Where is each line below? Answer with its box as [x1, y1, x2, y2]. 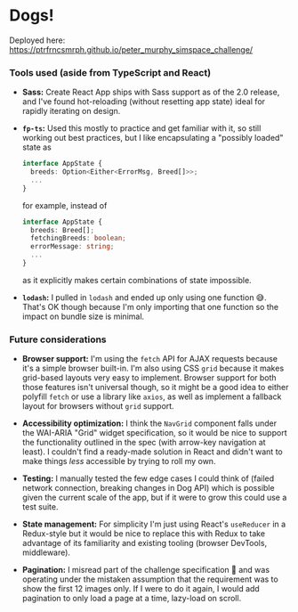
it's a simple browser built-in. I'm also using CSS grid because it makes [21, 363, 285, 374]
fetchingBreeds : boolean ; [30, 233, 126, 243]
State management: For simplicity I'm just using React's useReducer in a [21, 518, 286, 530]
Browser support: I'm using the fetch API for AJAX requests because [21, 354, 278, 364]
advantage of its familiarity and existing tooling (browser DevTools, [21, 538, 268, 549]
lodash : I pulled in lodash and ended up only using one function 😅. [21, 291, 267, 303]
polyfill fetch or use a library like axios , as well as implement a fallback [21, 391, 282, 402]
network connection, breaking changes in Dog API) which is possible [21, 483, 275, 494]
